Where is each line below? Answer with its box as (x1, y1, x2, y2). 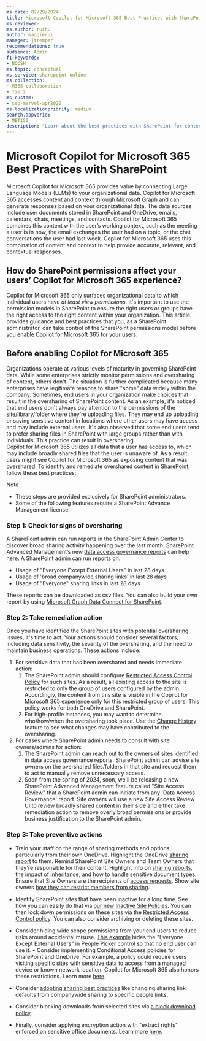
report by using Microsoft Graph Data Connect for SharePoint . (6, 597, 163, 605)
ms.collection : (6, 77, 45, 83)
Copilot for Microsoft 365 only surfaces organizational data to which (6, 291, 179, 299)
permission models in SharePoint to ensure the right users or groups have (6, 304, 193, 312)
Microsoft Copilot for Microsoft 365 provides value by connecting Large (6, 183, 188, 190)
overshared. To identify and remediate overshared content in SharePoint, (6, 463, 190, 470)
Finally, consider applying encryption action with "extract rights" (15, 1021, 178, 1028)
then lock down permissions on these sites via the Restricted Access (15, 908, 189, 916)
